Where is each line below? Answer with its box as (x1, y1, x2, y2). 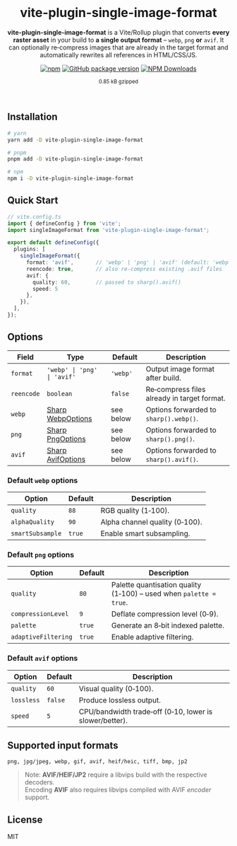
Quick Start (7, 195, 59, 207)
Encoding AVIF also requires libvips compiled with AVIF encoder (24, 786, 212, 794)
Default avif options (7, 654, 78, 664)
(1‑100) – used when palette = (111, 589, 217, 598)
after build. (145, 373, 182, 383)
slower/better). (78, 715, 128, 725)
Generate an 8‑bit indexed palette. (111, 620, 224, 630)
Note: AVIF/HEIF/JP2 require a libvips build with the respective (24, 770, 207, 779)
